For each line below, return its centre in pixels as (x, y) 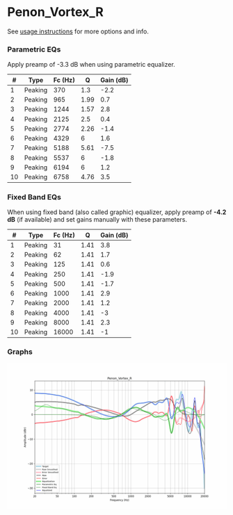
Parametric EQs (34, 49)
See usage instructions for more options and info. (78, 31)
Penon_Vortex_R (56, 12)
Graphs (20, 352)
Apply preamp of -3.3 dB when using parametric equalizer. (91, 65)
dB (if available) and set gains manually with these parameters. (97, 220)
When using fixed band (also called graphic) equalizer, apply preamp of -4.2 (117, 212)
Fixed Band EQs (34, 197)
